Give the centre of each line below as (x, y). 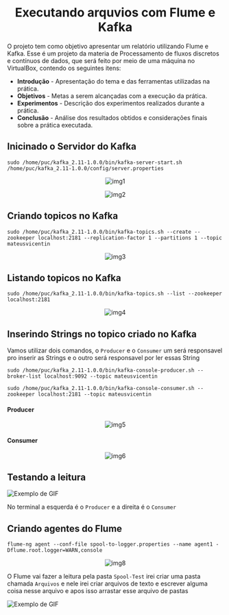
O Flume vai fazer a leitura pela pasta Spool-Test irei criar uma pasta (104, 577)
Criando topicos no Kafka (63, 216)
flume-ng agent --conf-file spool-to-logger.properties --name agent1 (110, 544)
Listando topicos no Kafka (64, 278)
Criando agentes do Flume (64, 528)
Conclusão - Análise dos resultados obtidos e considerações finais (112, 117)
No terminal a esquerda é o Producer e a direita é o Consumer (92, 507)
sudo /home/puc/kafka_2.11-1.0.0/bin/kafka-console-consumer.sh (101, 389)
